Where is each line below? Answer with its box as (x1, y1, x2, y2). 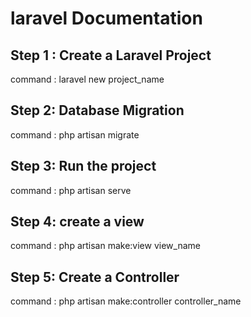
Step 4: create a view (10, 213, 145, 231)
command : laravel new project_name (10, 73, 165, 85)
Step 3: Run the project (10, 158, 157, 175)
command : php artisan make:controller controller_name (10, 295, 242, 307)
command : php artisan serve (10, 184, 132, 196)
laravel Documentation (10, 7, 203, 30)
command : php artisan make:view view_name (10, 240, 201, 252)
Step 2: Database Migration (10, 102, 185, 119)
